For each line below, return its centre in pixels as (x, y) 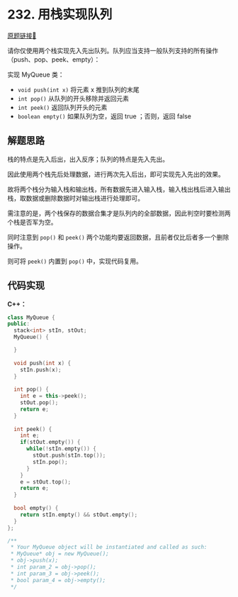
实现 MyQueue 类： (36, 74)
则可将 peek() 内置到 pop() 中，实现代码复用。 (75, 261)
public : (19, 324)
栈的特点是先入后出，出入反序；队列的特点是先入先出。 (88, 159)
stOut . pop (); (39, 403)
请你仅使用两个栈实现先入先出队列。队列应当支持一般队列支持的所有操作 (113, 50)
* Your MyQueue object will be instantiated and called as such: (109, 547)
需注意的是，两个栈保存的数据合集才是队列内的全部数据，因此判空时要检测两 (119, 213)
